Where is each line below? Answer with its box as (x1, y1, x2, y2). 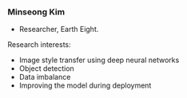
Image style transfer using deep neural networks (18, 55, 180, 65)
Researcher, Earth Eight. (18, 25, 99, 34)
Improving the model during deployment (18, 80, 152, 90)
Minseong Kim (7, 6, 66, 18)
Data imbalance (18, 73, 71, 82)
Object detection (18, 64, 75, 73)
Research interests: (7, 40, 71, 49)
